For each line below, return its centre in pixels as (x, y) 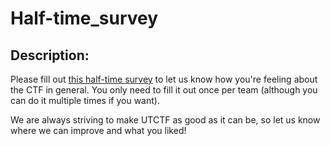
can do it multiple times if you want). (85, 100)
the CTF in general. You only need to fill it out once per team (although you (164, 90)
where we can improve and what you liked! (98, 130)
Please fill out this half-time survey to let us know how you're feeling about (164, 79)
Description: (50, 55)
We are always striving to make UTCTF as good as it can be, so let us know (165, 120)
